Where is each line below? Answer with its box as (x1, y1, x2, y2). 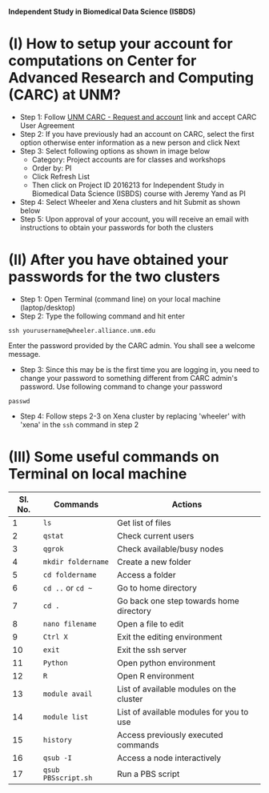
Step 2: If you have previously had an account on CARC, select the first (19, 129, 255, 138)
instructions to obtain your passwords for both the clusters (19, 222, 214, 232)
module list (42, 712, 89, 721)
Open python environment (117, 657, 216, 668)
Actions (171, 499, 203, 510)
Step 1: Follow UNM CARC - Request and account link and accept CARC (19, 112, 257, 122)
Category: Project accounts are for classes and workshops (31, 154, 226, 164)
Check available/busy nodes (117, 543, 224, 555)
